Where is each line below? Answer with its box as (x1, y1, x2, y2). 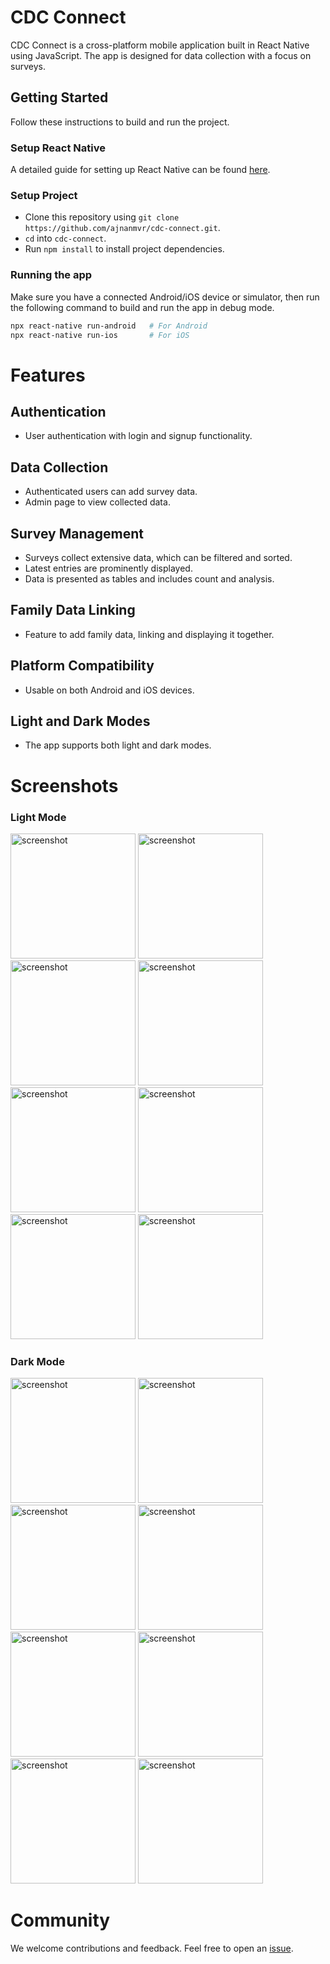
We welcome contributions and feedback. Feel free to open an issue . (10, 1942, 294, 1955)
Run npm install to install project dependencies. (24, 243, 225, 255)
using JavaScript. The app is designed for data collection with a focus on (10, 49, 312, 61)
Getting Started (10, 89, 109, 106)
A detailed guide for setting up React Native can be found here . (10, 164, 271, 176)
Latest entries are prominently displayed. (24, 562, 193, 575)
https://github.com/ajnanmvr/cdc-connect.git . (24, 222, 221, 234)
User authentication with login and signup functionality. (24, 430, 253, 442)
